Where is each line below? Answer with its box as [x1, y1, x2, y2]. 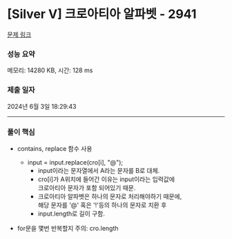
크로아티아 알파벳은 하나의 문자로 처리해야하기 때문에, [37, 192, 182, 200]
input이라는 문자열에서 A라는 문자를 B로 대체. [37, 166, 160, 174]
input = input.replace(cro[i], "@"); [27, 158, 123, 166]
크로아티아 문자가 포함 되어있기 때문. [37, 183, 136, 191]
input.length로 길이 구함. [37, 209, 106, 218]
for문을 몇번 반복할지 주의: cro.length [17, 224, 119, 232]
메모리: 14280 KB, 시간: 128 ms [7, 66, 93, 74]
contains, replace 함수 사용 [17, 144, 93, 152]
